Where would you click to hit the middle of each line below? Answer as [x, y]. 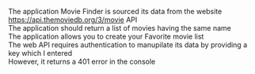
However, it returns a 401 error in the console [82, 61]
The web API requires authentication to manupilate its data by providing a [128, 45]
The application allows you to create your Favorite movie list [106, 36]
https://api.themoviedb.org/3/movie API [73, 20]
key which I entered [40, 53]
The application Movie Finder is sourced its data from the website [115, 11]
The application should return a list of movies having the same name [120, 28]
